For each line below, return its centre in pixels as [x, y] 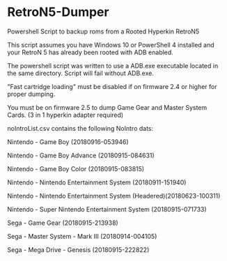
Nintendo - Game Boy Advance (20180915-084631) [81, 155]
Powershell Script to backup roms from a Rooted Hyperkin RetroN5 [103, 31]
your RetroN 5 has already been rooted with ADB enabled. [91, 52]
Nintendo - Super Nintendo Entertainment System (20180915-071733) [107, 209]
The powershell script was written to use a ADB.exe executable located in [113, 65]
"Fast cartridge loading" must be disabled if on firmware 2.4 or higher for [112, 86]
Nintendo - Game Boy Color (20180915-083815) [76, 168]
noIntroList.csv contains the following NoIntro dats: [80, 128]
